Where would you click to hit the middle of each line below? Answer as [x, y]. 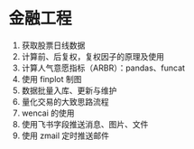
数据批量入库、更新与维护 [69, 90]
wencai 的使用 [48, 113]
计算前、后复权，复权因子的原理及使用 [92, 56]
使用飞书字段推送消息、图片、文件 [85, 124]
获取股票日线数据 [53, 45]
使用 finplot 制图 [51, 79]
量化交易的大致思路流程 [65, 101]
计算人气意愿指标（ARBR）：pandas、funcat [103, 68]
